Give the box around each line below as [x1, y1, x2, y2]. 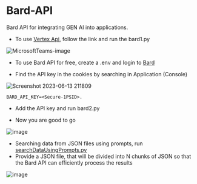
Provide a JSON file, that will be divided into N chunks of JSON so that [15, 153, 192, 160]
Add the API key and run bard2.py [15, 104, 100, 112]
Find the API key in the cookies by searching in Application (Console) [15, 70, 188, 77]
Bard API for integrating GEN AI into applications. [6, 24, 129, 31]
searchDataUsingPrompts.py [15, 146, 87, 153]
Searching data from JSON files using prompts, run [15, 140, 144, 147]
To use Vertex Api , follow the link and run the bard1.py [15, 35, 150, 42]
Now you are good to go [15, 116, 76, 123]
